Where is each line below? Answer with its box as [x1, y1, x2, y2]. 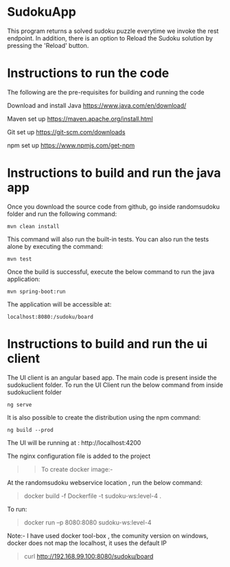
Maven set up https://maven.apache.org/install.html [7, 114, 153, 123]
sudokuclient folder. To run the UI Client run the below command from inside [7, 381, 223, 389]
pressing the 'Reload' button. [7, 41, 89, 49]
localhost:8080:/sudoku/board [7, 313, 94, 320]
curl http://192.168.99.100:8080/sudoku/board [23, 552, 154, 560]
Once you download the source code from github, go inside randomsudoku [7, 202, 220, 210]
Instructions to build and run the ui [7, 337, 208, 352]
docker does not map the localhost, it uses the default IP [7, 539, 167, 547]
